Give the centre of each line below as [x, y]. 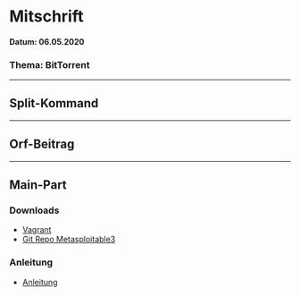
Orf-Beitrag [42, 144]
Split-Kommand [54, 103]
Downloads [34, 210]
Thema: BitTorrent [50, 64]
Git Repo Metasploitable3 [69, 240]
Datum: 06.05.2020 [47, 41]
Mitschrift [46, 17]
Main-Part [38, 185]
